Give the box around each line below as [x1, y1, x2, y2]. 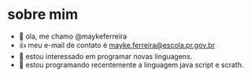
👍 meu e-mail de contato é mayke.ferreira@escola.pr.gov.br [18, 40, 216, 49]
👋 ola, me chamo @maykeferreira [18, 31, 127, 41]
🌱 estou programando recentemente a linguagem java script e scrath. [18, 60, 244, 69]
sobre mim [7, 5, 79, 24]
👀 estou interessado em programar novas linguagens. [18, 51, 193, 60]
